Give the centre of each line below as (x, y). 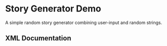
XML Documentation (38, 38)
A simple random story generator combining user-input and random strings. (84, 22)
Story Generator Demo (53, 9)
